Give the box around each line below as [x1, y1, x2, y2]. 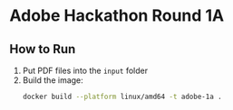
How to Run [9, 41, 76, 57]
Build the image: [22, 75, 83, 86]
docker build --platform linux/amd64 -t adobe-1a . [22, 92, 222, 101]
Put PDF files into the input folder [22, 65, 148, 76]
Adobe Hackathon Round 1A [9, 5, 225, 26]
